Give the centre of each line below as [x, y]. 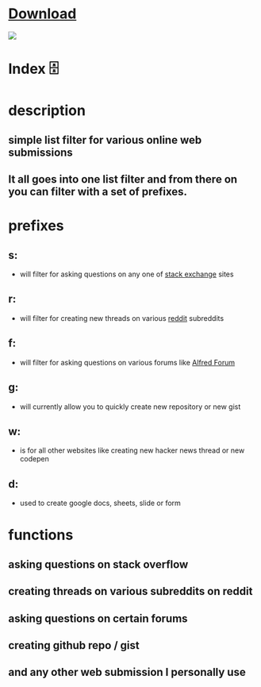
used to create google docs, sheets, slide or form [100, 503]
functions [41, 535]
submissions [40, 152]
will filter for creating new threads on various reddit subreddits [122, 318]
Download [42, 14]
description [47, 111]
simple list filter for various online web [105, 140]
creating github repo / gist [74, 645]
